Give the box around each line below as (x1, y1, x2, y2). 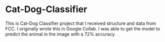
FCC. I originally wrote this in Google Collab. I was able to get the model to (5, 25, 160, 31)
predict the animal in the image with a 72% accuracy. (5, 31, 116, 37)
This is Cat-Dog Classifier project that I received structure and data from (5, 20, 156, 26)
